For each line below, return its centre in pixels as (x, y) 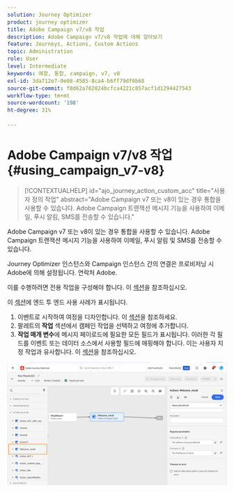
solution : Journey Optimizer (49, 15)
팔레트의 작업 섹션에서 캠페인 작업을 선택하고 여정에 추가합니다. (103, 325)
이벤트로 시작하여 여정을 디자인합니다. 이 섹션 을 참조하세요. (97, 316)
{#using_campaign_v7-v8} (86, 170)
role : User (23, 59)
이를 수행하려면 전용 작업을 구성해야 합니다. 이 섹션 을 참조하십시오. (97, 287)
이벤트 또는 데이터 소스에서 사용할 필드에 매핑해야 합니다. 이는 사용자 (123, 343)
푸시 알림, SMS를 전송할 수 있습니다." (84, 217)
